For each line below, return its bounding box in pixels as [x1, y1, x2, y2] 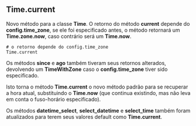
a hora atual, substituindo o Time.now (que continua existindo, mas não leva [6, 89, 191, 96]
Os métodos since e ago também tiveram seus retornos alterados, [6, 59, 167, 66]
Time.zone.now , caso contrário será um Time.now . [6, 32, 132, 40]
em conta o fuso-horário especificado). [6, 96, 101, 103]
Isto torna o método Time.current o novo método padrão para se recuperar [6, 83, 188, 90]
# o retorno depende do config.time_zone [6, 44, 109, 50]
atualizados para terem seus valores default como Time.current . [6, 113, 163, 120]
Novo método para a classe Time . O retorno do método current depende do [6, 20, 190, 27]
